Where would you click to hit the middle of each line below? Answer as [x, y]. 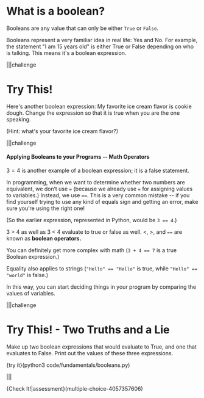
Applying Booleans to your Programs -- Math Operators [78, 157]
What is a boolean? [56, 11]
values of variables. [31, 294]
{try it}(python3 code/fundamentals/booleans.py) [68, 365]
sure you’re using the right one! [46, 208]
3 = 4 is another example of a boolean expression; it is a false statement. [98, 171]
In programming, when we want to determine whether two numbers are [96, 183]
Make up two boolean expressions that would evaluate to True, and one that [101, 347]
